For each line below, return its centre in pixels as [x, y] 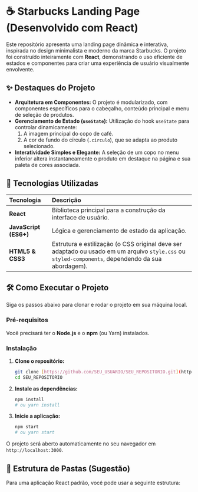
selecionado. [39, 146]
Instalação [22, 348]
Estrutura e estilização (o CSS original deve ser [117, 244]
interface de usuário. [81, 217]
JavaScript [24, 227]
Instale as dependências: [46, 388]
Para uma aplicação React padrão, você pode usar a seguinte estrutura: [93, 483]
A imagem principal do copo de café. [68, 133]
